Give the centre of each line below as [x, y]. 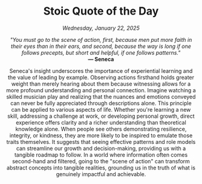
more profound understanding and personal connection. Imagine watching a [101, 90]
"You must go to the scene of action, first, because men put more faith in [101, 39]
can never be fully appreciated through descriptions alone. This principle [101, 103]
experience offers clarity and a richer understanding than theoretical [101, 122]
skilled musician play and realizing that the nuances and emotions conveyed [101, 97]
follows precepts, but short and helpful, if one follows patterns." [101, 52]
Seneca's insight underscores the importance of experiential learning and [101, 70]
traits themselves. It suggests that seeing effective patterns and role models [101, 141]
